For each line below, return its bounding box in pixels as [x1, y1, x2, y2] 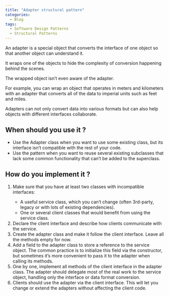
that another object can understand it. [5, 50, 84, 56]
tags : [5, 21, 17, 27]
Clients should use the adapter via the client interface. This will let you [12, 279, 159, 285]
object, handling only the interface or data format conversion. [12, 274, 140, 280]
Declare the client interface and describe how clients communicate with [12, 220, 162, 226]
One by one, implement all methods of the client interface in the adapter [12, 263, 162, 269]
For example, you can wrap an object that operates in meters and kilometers [5, 85, 164, 91]
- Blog [10, 17, 24, 22]
